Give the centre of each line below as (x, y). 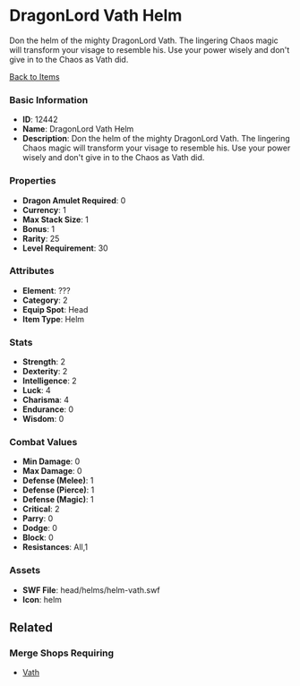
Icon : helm (42, 599)
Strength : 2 (43, 362)
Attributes (32, 271)
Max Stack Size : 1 (56, 219)
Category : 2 (45, 300)
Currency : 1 (44, 210)
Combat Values (43, 442)
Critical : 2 (41, 509)
